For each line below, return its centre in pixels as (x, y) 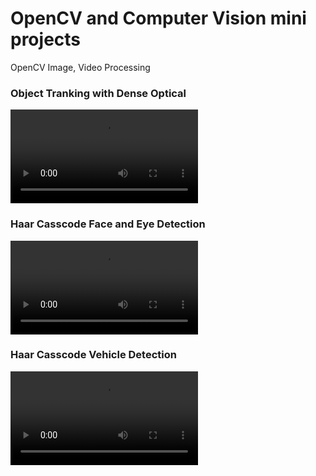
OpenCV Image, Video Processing (80, 67)
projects (46, 39)
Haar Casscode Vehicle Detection (93, 355)
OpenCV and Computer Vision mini (158, 18)
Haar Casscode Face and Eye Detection (108, 224)
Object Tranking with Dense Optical (98, 93)
